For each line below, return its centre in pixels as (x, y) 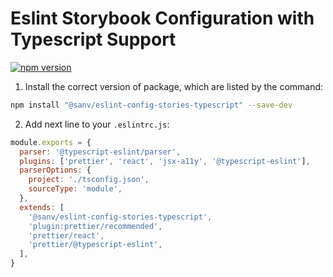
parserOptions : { (55, 170)
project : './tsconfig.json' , (89, 180)
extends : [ (42, 207)
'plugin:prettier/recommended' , (95, 226)
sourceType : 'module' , (75, 189)
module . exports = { (51, 142)
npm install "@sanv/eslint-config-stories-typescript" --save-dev (151, 105)
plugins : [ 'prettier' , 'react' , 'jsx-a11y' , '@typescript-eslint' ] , (165, 161)
